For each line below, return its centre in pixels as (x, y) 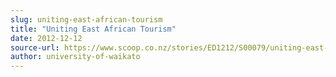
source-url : (35, 47)
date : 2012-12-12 (46, 38)
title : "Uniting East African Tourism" (93, 29)
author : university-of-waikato (75, 57)
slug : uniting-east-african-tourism (86, 19)
